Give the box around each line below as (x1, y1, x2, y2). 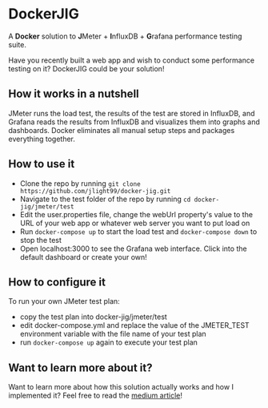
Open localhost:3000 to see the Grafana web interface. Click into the (19, 244, 247, 253)
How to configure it (8, 275, 106, 289)
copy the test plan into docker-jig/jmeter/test (19, 312, 168, 321)
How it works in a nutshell (8, 87, 140, 101)
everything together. (8, 134, 76, 143)
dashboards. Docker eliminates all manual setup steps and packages (8, 125, 235, 135)
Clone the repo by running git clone (19, 178, 142, 188)
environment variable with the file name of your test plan (19, 329, 206, 339)
